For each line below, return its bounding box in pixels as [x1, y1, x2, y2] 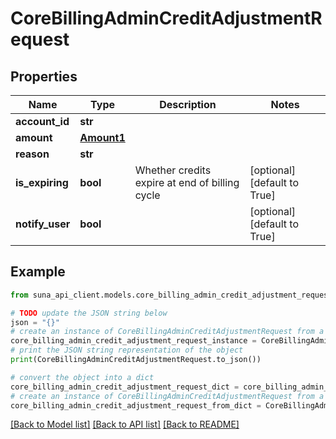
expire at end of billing [134, 176, 240, 189]
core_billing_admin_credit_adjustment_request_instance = [10, 336, 257, 346]
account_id [15, 115, 70, 128]
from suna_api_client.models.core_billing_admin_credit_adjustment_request [10, 290, 333, 300]
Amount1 [79, 131, 126, 144]
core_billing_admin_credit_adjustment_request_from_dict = [10, 400, 262, 411]
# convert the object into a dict [10, 372, 155, 382]
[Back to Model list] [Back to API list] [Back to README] [10, 418, 240, 431]
